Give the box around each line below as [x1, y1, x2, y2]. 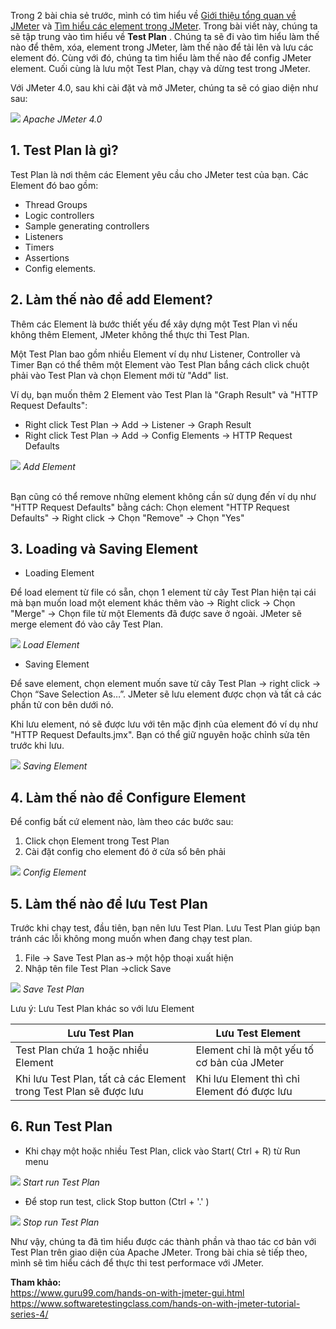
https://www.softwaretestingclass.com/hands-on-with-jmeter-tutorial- [10, 1297, 301, 1309]
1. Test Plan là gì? [10, 142, 119, 159]
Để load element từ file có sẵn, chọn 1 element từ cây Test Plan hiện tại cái [10, 586, 317, 599]
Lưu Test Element [215, 1026, 301, 1040]
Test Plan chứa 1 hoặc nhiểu [15, 1043, 149, 1057]
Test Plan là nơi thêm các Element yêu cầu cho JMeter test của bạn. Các [10, 168, 309, 180]
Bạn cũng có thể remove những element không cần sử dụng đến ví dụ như [10, 490, 317, 502]
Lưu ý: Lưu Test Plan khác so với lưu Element [10, 1003, 195, 1015]
